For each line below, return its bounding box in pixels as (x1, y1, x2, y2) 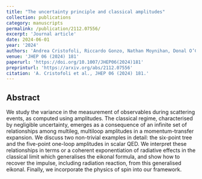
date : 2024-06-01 (6, 37, 50, 43)
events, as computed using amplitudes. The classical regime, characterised (6, 115, 194, 122)
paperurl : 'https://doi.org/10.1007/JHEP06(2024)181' (6, 59, 144, 65)
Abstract (6, 93, 40, 103)
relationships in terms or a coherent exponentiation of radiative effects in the (6, 147, 196, 154)
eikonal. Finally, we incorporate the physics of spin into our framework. (6, 166, 182, 173)
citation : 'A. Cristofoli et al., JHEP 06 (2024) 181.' (6, 70, 149, 76)
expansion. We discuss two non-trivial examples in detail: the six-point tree (6, 134, 192, 141)
